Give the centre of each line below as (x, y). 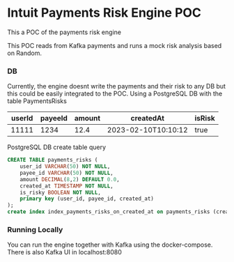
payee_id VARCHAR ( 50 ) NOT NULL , (67, 173)
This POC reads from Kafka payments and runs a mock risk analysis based (115, 45)
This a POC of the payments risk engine (64, 32)
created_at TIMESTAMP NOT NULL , (67, 186)
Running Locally (35, 230)
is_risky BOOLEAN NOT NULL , (60, 192)
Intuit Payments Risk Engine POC (104, 13)
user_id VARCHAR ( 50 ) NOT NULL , (65, 167)
